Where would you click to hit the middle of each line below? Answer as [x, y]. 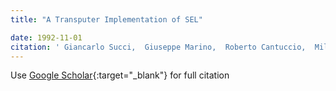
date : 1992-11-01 [46, 37]
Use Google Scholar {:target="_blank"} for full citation [120, 75]
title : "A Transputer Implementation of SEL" [106, 19]
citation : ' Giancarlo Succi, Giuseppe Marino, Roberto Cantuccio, [158, 47]
